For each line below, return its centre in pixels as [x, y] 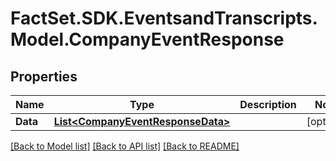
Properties [44, 76]
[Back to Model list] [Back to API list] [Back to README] [125, 146]
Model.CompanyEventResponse [147, 39]
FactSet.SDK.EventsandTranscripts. [164, 18]
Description [268, 104]
